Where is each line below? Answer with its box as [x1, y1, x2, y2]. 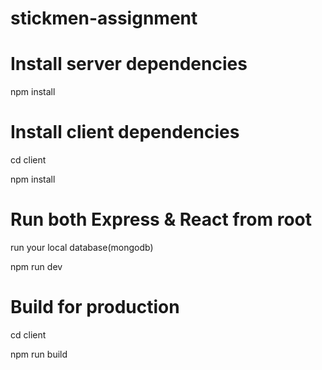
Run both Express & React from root [10, 208, 312, 231]
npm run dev [10, 261, 63, 272]
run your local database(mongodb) [10, 242, 154, 253]
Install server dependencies [10, 53, 248, 76]
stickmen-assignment [10, 7, 198, 30]
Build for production [10, 296, 180, 319]
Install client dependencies [10, 121, 240, 144]
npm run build [10, 348, 68, 360]
